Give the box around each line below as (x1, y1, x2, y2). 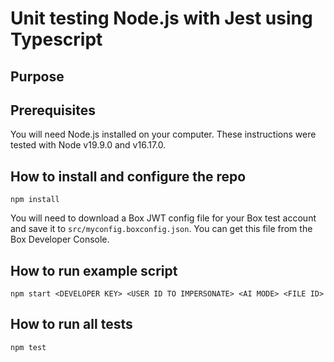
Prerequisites (10, 102, 96, 119)
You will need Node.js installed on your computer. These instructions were (10, 128, 317, 141)
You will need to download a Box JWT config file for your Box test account (10, 212, 317, 224)
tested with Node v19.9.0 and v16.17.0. (10, 139, 167, 151)
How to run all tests (10, 316, 133, 333)
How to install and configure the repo (10, 168, 247, 185)
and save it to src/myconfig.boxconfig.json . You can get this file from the (10, 223, 313, 235)
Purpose (10, 68, 65, 85)
